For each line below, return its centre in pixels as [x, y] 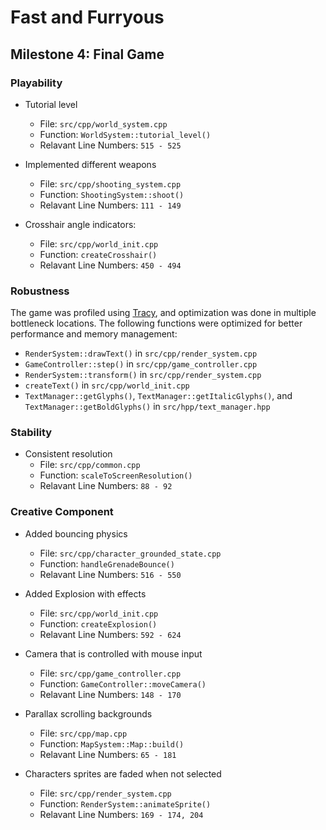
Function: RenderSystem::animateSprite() [125, 803]
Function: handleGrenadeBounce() [107, 563]
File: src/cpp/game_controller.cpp [110, 673]
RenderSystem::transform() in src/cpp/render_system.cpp [143, 375]
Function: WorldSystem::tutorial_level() [125, 134]
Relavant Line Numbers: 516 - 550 [110, 574]
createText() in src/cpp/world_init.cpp [107, 385]
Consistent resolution [68, 454]
